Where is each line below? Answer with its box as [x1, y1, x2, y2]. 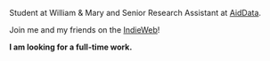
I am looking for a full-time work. [9, 42, 133, 52]
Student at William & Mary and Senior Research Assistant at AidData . [9, 8, 261, 18]
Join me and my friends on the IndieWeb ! [9, 25, 160, 34]
